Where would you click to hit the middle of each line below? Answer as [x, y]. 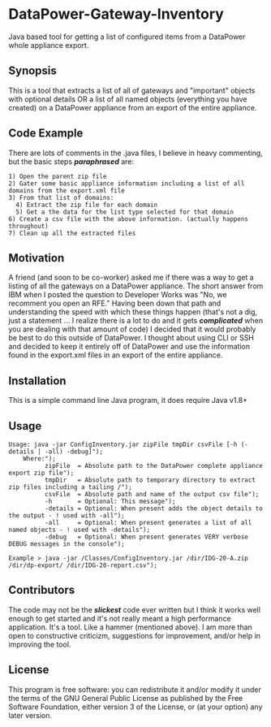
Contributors [42, 590]
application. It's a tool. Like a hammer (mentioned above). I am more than [131, 627]
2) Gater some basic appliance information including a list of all [127, 184]
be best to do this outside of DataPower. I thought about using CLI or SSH [131, 338]
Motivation [37, 258]
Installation [37, 381]
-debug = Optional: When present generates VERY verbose [146, 537]
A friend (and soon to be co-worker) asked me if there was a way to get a [131, 278]
